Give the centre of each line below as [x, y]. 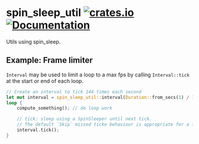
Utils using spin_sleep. [33, 41]
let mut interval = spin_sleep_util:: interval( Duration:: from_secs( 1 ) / [98, 97]
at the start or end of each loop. [45, 81]
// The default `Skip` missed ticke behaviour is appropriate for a [103, 124]
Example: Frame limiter [49, 60]
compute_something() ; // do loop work [65, 108]
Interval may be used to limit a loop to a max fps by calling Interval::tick [98, 75]
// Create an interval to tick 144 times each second [74, 92]
